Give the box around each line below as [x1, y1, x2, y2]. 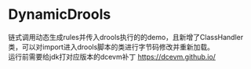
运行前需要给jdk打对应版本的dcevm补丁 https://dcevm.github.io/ [8, 52, 216, 61]
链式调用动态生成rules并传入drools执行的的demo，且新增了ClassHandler [8, 32, 244, 42]
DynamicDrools [8, 5, 111, 24]
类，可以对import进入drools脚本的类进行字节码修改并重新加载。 [8, 42, 214, 52]
